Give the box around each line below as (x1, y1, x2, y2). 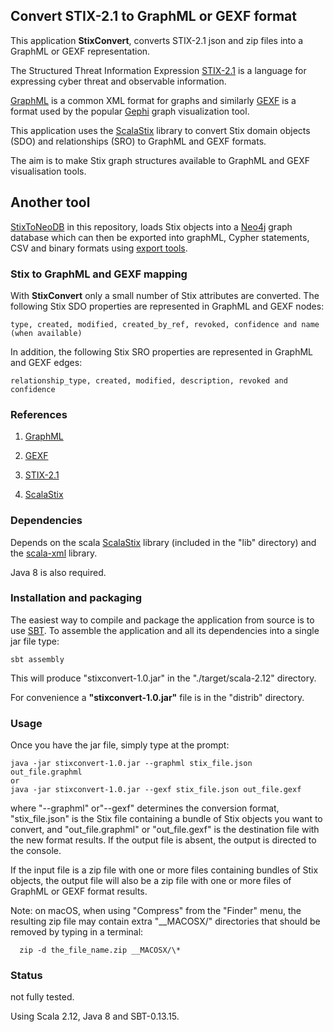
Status (10, 969, 43, 983)
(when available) (10, 328, 83, 338)
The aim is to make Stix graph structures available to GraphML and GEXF (10, 154, 310, 166)
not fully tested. (10, 991, 75, 1003)
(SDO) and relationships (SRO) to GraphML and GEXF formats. (10, 135, 267, 147)
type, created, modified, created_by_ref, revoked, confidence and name (10, 319, 320, 329)
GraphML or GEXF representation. (10, 45, 151, 57)
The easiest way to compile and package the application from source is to (10, 614, 315, 626)
